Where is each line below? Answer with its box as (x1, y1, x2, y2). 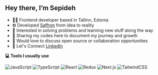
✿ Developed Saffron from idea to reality (12, 22, 94, 28)
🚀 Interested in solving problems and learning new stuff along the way (12, 27, 153, 33)
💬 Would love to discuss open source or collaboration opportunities (12, 38, 148, 44)
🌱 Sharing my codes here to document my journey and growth (12, 32, 138, 38)
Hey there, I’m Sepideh (5, 4, 76, 12)
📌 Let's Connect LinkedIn (12, 43, 63, 49)
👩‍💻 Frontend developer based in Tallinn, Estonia (12, 17, 109, 23)
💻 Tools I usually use (5, 52, 49, 58)
